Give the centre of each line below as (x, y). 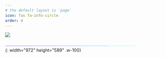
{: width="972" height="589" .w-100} (43, 50)
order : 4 (14, 20)
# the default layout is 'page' (38, 10)
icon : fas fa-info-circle (32, 15)
